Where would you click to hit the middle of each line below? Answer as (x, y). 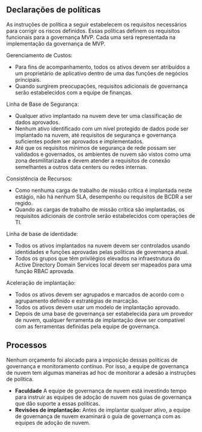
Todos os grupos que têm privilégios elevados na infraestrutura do (97, 258)
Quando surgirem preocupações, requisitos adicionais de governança (101, 86)
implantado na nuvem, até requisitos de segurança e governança (95, 135)
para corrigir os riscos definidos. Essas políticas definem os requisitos (93, 31)
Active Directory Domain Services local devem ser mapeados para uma (103, 265)
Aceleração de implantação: (41, 283)
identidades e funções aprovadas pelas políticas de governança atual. (102, 251)
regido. (24, 203)
